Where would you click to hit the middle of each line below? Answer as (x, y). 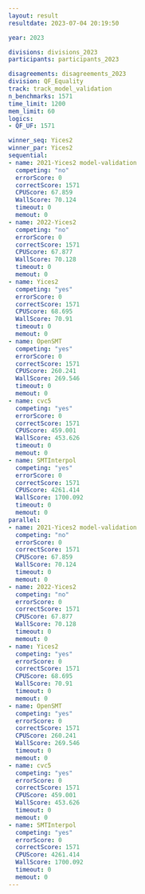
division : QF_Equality (46, 82)
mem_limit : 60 (32, 111)
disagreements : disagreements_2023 (67, 74)
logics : (21, 118)
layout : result (33, 16)
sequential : (28, 155)
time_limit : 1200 (37, 104)
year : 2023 (26, 38)
